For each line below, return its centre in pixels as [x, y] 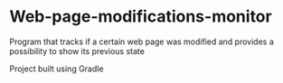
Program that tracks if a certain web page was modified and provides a [141, 41]
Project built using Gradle [57, 69]
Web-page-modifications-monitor [141, 17]
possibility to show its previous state [77, 51]
